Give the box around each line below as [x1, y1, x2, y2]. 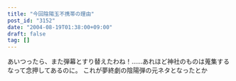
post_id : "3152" [7, 17, 55, 24]
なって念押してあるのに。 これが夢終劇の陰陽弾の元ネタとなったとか [7, 66, 208, 75]
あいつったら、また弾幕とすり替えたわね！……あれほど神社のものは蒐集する [7, 58, 230, 66]
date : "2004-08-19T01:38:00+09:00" [7, 23, 113, 31]
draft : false [7, 30, 46, 38]
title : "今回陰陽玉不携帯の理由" [7, 10, 95, 18]
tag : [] [7, 37, 31, 44]
